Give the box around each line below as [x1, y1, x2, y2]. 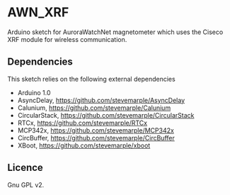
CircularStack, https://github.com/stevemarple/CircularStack [17, 111, 195, 119]
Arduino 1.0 [17, 88, 51, 96]
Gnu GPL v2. [7, 180, 45, 189]
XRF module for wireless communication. [7, 35, 127, 43]
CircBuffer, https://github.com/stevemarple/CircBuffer [17, 133, 175, 142]
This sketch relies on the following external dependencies [7, 74, 176, 83]
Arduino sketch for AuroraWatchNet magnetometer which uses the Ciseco [7, 28, 224, 36]
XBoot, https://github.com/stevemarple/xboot [17, 141, 151, 150]
